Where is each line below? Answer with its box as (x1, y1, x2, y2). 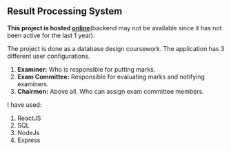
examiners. (17, 79, 49, 88)
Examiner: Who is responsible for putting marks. (17, 65, 156, 73)
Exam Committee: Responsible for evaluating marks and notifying (17, 72, 205, 81)
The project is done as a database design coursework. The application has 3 (7, 44, 225, 52)
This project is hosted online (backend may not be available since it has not (7, 23, 222, 32)
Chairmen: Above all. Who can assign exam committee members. (17, 87, 205, 95)
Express (17, 136, 41, 144)
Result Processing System (7, 6, 123, 17)
